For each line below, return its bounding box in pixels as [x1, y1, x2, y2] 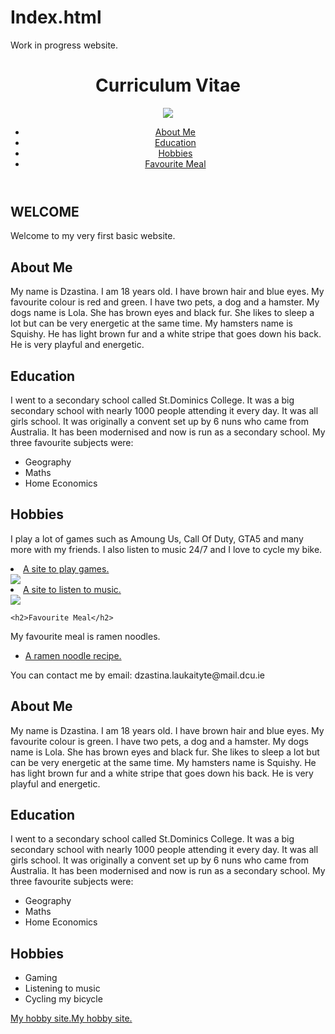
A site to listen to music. [23, 583, 122, 595]
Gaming [24, 972, 58, 984]
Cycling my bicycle [24, 993, 103, 1005]
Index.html [10, 6, 102, 29]
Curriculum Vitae [95, 74, 241, 97]
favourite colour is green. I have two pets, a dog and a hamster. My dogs [10, 735, 309, 747]
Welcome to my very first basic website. [10, 230, 176, 242]
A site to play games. [23, 562, 110, 575]
